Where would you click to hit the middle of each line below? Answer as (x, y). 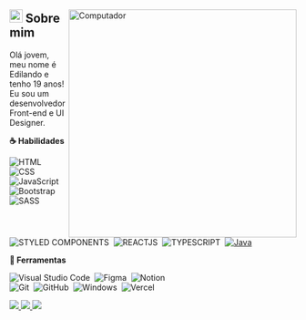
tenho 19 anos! (37, 84)
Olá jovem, (30, 55)
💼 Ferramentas (38, 260)
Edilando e (29, 74)
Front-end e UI (37, 113)
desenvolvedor (37, 103)
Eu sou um (30, 93)
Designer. (27, 122)
